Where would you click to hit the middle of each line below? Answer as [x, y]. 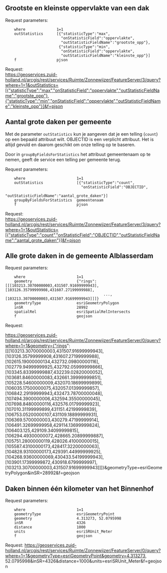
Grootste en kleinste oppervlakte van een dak [77, 8]
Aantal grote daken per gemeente [58, 122]
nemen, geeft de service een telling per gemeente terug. [63, 160]
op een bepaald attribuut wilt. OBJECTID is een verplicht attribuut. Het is [80, 139]
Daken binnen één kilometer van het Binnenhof [80, 488]
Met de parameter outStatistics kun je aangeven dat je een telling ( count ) [82, 134]
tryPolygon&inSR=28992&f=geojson [42, 473]
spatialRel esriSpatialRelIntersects [72, 312]
